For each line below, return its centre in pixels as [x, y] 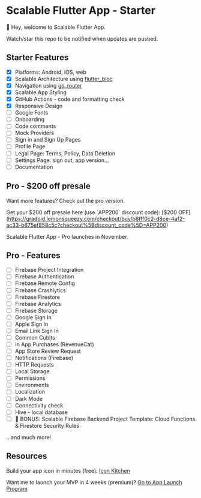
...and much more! [29, 437]
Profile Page [30, 146]
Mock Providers [34, 133]
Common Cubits [35, 337]
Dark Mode [29, 398]
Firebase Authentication [44, 277]
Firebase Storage [36, 310]
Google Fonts [31, 113]
